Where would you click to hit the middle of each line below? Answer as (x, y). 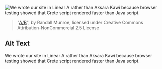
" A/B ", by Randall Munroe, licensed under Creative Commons (80, 23)
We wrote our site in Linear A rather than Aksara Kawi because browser (79, 55)
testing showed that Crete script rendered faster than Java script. (72, 61)
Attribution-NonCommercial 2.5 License (58, 28)
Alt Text (17, 44)
